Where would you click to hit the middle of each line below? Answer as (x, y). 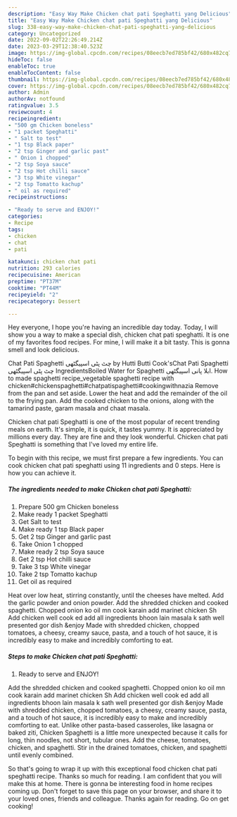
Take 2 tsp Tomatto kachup (58, 574)
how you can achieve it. (42, 473)
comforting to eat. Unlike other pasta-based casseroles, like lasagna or (111, 725)
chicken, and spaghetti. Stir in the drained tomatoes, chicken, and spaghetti (117, 748)
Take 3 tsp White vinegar (54, 567)
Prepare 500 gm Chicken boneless (68, 507)
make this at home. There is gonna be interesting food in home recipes (110, 784)
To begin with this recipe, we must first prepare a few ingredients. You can (116, 458)
